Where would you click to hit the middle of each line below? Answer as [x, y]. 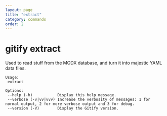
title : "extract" [24, 15]
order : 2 [14, 24]
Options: [14, 91]
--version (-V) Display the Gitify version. [63, 108]
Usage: [12, 78]
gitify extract [33, 49]
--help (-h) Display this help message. [62, 95]
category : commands [26, 19]
